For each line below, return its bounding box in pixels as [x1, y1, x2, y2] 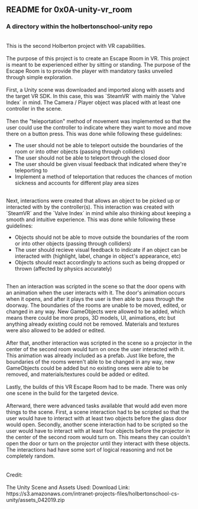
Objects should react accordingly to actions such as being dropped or [14, 258, 185, 265]
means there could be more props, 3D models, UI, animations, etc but [6, 314, 176, 321]
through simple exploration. [6, 73, 73, 80]
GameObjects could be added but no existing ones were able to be [6, 364, 169, 371]
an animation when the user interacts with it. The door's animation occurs [6, 289, 186, 296]
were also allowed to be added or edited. [6, 326, 106, 333]
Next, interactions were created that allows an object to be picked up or [6, 197, 180, 204]
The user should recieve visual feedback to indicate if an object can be [14, 246, 188, 253]
